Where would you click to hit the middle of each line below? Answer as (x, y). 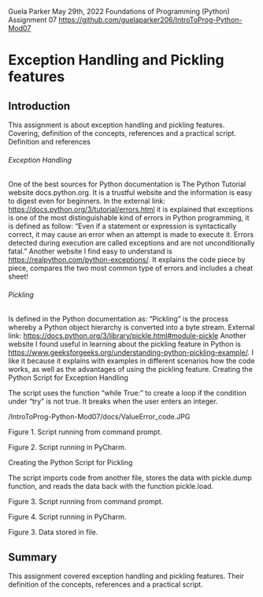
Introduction (39, 106)
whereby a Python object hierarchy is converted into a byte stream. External (131, 328)
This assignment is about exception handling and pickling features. (117, 125)
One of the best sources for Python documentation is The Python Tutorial (127, 184)
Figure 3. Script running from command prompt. (86, 501)
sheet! (19, 276)
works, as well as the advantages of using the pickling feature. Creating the (131, 370)
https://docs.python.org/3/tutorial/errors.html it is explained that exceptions (131, 209)
